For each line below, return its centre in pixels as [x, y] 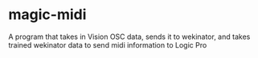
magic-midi [47, 15]
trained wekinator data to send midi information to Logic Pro [108, 44]
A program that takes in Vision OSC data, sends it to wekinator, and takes [129, 37]
